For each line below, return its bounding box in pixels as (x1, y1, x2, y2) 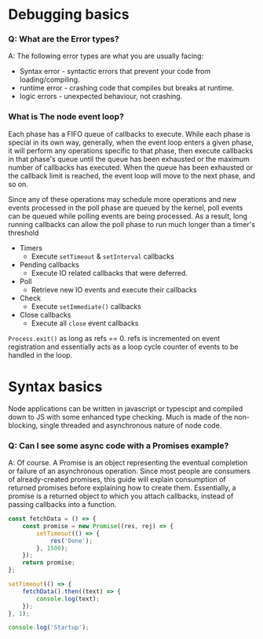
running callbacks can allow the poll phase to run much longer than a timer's (8, 219, 256, 229)
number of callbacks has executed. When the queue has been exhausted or (8, 163, 254, 172)
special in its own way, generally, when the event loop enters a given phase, (8, 138, 254, 147)
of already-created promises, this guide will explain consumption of (8, 475, 226, 484)
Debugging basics (8, 6, 130, 24)
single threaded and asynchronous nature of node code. (39, 420, 222, 430)
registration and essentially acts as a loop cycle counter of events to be (8, 342, 239, 351)
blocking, (8, 420, 38, 430)
